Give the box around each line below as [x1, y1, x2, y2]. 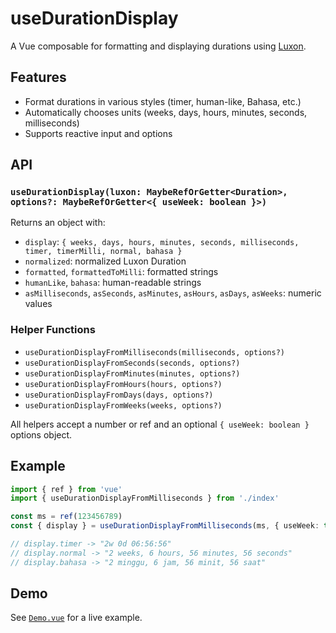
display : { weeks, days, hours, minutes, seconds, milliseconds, [24, 236, 300, 248]
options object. [10, 428, 73, 441]
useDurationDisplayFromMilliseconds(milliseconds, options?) [24, 347, 286, 357]
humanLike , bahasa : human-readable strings [24, 277, 202, 289]
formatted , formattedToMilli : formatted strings [24, 266, 219, 278]
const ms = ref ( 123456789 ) [10, 512, 123, 522]
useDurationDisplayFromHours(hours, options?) [24, 379, 223, 389]
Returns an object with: [10, 217, 106, 229]
